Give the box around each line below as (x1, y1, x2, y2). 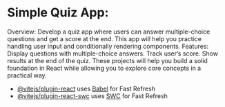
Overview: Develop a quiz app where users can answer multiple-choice (7, 27, 211, 36)
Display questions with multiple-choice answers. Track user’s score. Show (7, 49, 219, 58)
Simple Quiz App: (7, 5, 109, 21)
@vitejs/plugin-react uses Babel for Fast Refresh (17, 84, 156, 93)
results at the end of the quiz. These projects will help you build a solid (7, 56, 208, 64)
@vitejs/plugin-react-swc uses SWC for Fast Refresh (17, 91, 168, 100)
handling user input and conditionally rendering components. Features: (7, 42, 209, 50)
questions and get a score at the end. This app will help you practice (7, 34, 202, 43)
